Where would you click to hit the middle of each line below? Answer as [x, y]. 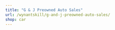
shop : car [16, 19]
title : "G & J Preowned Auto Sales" [44, 10]
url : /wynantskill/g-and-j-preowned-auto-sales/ [58, 15]
